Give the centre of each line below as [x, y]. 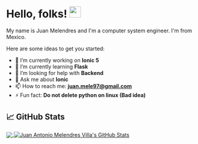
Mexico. [16, 37]
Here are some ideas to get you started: [56, 49]
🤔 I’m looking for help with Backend [59, 73]
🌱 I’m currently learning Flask [51, 67]
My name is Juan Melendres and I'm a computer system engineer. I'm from [99, 31]
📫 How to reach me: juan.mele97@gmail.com [73, 86]
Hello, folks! [37, 14]
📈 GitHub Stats [36, 117]
